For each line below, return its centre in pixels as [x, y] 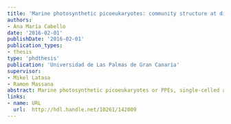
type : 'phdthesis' [33, 59]
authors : [20, 20]
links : [16, 97]
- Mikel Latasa [29, 77]
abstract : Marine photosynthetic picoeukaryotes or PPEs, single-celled [113, 90]
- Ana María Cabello [37, 26]
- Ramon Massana [30, 84]
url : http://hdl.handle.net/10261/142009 [75, 110]
